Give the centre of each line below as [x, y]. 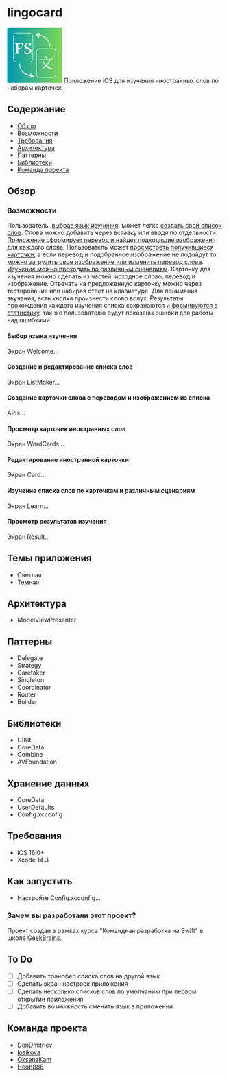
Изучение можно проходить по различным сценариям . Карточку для [109, 269]
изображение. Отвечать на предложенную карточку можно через [105, 284]
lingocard [35, 13]
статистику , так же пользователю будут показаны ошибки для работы [110, 313]
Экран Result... [28, 537]
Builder [27, 702]
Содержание [37, 109]
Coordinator [34, 688]
